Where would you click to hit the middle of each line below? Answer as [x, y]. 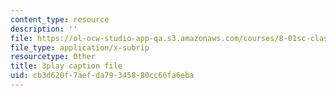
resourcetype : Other [53, 57]
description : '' [44, 29]
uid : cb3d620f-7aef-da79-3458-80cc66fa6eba [102, 76]
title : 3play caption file [66, 66]
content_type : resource [60, 19]
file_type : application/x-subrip [80, 47]
